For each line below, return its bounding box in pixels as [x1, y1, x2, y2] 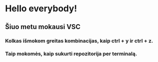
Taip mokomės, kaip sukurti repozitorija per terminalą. [5, 50, 137, 57]
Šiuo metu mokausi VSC [5, 23, 81, 31]
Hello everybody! [5, 3, 77, 14]
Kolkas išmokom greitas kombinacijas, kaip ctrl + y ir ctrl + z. [5, 37, 154, 44]
